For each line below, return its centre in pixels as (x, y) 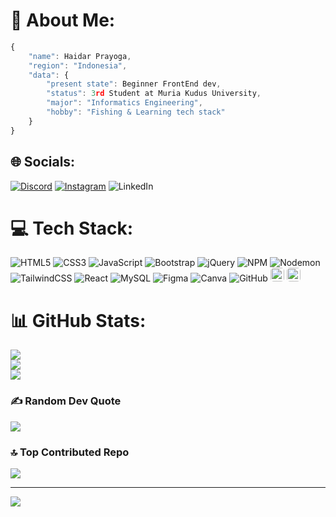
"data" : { (49, 75)
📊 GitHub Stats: (78, 320)
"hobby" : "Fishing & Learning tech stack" (136, 112)
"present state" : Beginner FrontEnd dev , (134, 84)
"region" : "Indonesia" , (78, 65)
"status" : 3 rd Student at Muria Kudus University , (154, 94)
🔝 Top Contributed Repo (70, 452)
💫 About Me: (63, 20)
